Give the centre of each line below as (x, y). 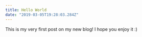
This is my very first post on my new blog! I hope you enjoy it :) (72, 29)
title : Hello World (26, 10)
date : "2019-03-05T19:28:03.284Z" (42, 15)
